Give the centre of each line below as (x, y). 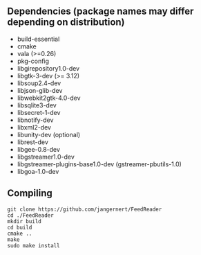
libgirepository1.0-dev (48, 68)
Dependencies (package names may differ (100, 11)
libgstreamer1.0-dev (46, 157)
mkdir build (24, 221)
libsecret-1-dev (39, 112)
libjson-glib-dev (40, 90)
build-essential (38, 39)
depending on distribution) (66, 23)
